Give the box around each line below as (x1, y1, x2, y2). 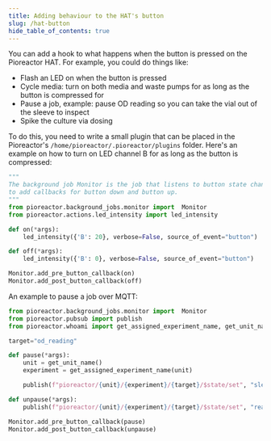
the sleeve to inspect (19, 107, 90, 117)
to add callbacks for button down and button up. (8, 188, 179, 196)
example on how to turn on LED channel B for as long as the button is (8, 149, 239, 158)
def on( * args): (8, 225, 60, 233)
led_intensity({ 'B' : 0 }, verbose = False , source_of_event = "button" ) (23, 255, 254, 263)
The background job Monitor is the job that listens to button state (8, 181, 248, 189)
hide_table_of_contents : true (8, 27, 110, 35)
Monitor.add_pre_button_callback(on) (8, 270, 135, 278)
